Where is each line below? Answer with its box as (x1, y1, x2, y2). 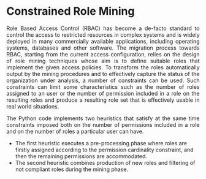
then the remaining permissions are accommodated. (15, 152, 148, 160)
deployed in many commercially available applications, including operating (6, 37, 200, 45)
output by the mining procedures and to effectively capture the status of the (6, 70, 200, 77)
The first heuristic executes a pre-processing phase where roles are (15, 139, 188, 147)
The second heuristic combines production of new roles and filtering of (15, 159, 196, 166)
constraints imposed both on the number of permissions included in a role (6, 121, 200, 128)
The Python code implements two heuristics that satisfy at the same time (6, 115, 200, 122)
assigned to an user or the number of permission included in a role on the (6, 89, 200, 97)
